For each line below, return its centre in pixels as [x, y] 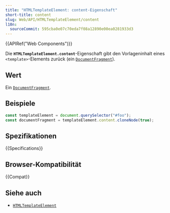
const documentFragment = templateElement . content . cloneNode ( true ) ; [80, 120]
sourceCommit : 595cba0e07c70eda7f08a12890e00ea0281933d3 [72, 29]
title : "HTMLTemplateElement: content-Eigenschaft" [61, 10]
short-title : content [28, 15]
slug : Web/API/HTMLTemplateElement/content [52, 19]
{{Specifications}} [24, 148]
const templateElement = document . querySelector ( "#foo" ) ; [68, 115]
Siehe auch [23, 193]
